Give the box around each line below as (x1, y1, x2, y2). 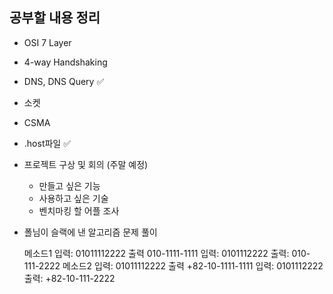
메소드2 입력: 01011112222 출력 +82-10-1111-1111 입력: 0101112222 (62, 259, 324, 272)
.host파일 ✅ (23, 137, 72, 149)
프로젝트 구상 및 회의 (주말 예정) (23, 158, 149, 170)
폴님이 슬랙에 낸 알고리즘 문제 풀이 (23, 226, 158, 238)
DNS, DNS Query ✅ (23, 75, 105, 87)
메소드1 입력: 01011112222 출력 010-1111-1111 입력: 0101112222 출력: (23, 247, 290, 259)
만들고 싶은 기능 (38, 179, 101, 192)
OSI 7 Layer (23, 36, 72, 48)
